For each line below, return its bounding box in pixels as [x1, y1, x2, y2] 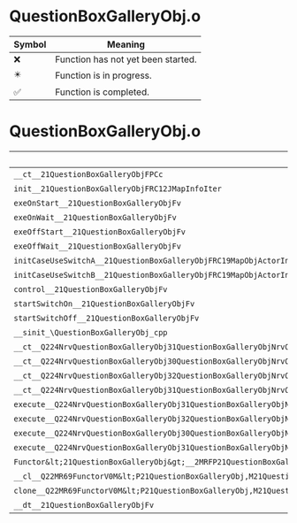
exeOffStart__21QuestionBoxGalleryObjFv [13, 227, 186, 236]
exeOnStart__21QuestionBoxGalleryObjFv [13, 197, 181, 208]
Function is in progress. [54, 69, 152, 81]
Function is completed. [54, 86, 150, 98]
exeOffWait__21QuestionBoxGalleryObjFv [13, 241, 181, 251]
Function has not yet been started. [54, 53, 197, 65]
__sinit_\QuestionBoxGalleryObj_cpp [13, 327, 168, 337]
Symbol [13, 38, 47, 50]
